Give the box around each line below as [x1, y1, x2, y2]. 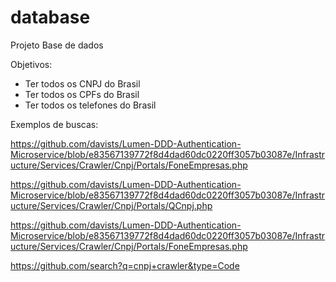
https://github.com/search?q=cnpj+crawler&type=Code [10, 259, 240, 271]
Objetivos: [10, 58, 53, 70]
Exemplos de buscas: [10, 118, 99, 130]
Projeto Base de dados [10, 39, 104, 51]
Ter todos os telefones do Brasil [24, 99, 157, 111]
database [10, 6, 91, 29]
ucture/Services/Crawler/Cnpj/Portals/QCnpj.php [10, 199, 213, 211]
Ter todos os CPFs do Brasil [24, 88, 140, 100]
